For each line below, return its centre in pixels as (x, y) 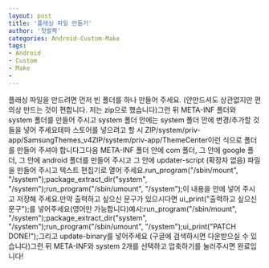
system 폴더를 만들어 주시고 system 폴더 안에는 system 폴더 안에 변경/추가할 (130, 120)
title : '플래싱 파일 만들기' (50, 23)
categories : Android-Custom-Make (64, 38)
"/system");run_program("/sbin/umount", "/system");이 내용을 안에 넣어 (124, 188)
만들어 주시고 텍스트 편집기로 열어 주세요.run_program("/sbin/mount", (127, 170)
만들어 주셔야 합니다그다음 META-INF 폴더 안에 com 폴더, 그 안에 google (131, 150)
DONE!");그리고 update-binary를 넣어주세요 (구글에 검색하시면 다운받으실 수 (128, 236)
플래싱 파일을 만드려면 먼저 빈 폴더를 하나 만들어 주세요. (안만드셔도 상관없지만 (130, 99)
